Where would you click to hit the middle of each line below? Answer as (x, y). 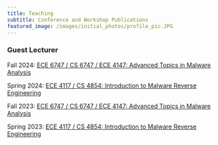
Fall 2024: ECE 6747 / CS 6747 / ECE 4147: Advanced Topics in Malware (109, 65)
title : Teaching (30, 13)
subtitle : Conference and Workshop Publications (78, 20)
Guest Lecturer (33, 50)
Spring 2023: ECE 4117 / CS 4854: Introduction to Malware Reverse (102, 127)
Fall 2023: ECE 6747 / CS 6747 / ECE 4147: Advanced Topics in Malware (109, 106)
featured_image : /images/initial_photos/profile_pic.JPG (90, 26)
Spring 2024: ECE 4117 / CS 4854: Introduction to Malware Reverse (102, 85)
